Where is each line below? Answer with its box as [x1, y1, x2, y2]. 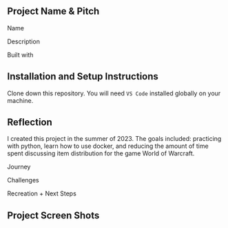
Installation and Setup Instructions [7, 70, 158, 82]
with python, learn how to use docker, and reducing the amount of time [7, 142, 209, 151]
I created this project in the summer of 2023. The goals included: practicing [7, 135, 222, 143]
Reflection [7, 117, 53, 129]
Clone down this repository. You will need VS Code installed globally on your [7, 89, 221, 97]
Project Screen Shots [7, 209, 100, 221]
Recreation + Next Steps [7, 189, 77, 198]
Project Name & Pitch [7, 6, 100, 17]
